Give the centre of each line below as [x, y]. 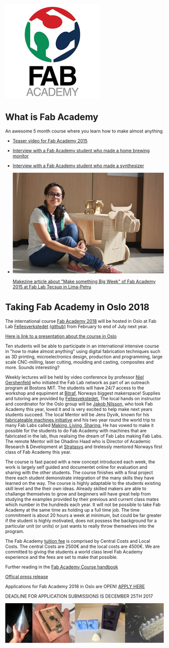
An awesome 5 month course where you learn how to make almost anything [84, 131]
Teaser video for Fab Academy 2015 [50, 140]
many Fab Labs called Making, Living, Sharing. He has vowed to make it [79, 425]
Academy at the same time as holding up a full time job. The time [72, 510]
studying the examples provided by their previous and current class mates [82, 499]
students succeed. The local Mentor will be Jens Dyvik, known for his [77, 414]
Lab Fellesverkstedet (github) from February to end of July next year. [77, 326]
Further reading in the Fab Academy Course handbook [62, 567]
